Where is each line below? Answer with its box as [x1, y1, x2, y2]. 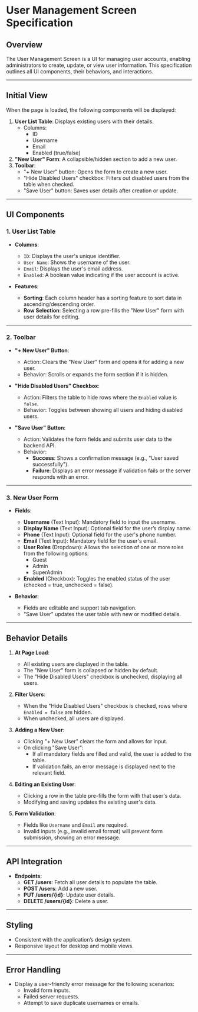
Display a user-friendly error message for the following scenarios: [14, 981, 175, 988]
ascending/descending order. [23, 300, 95, 308]
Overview [6, 40, 43, 50]
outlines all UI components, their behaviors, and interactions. [6, 68, 154, 75]
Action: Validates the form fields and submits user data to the [23, 436, 172, 443]
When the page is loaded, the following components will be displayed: [6, 106, 176, 113]
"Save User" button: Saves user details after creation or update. [23, 187, 179, 194]
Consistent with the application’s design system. [14, 936, 132, 943]
